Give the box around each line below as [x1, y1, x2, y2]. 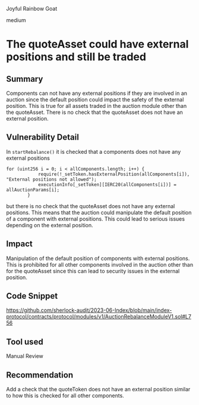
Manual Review [6, 353, 43, 360]
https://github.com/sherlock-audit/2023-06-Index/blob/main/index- [6, 307, 172, 314]
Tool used [6, 336, 43, 347]
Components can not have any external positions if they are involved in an [6, 89, 188, 97]
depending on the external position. [6, 221, 93, 228]
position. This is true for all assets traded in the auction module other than [6, 103, 187, 109]
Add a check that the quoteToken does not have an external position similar [6, 386, 191, 393]
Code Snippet [6, 291, 58, 301]
